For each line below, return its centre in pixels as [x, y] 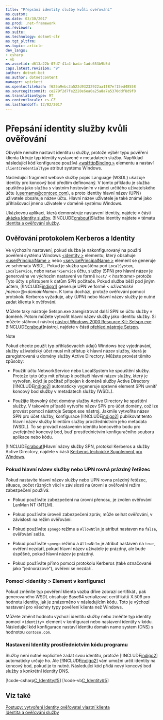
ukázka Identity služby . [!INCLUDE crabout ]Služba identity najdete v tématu [81, 218]
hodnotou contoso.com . [28, 632]
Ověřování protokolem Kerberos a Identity [70, 238]
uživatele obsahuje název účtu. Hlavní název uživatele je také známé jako [79, 198]
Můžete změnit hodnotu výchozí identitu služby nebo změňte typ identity [78, 617]
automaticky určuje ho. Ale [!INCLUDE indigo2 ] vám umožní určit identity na [81, 661]
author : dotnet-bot [25, 73]
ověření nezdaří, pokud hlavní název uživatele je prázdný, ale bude [79, 549]
